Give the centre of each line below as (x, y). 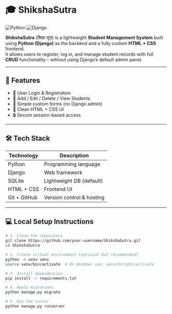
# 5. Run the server (27, 302)
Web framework (63, 172)
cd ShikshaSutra (23, 246)
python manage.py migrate (33, 292)
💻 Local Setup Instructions (49, 222)
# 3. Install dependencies (34, 274)
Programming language (72, 164)
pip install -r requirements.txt (41, 278)
